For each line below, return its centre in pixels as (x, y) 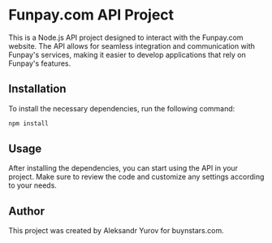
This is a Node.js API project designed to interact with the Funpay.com (126, 37)
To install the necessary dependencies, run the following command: (122, 108)
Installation (37, 89)
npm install (28, 124)
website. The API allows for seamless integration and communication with (132, 46)
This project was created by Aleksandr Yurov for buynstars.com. (117, 231)
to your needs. (32, 185)
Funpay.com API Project (91, 15)
